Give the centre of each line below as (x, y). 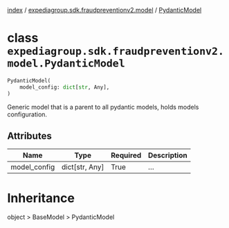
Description (168, 155)
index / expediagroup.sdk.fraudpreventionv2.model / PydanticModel (104, 10)
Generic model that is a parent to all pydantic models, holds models (103, 107)
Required (126, 155)
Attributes (29, 135)
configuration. (27, 114)
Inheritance (41, 198)
